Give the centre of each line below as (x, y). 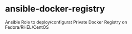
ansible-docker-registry (55, 9)
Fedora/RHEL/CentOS (27, 27)
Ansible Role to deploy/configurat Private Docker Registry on (66, 22)
